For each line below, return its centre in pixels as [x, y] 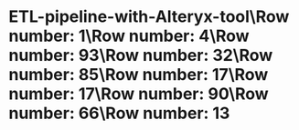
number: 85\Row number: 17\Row [139, 75]
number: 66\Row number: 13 [119, 113]
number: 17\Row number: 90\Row [139, 94]
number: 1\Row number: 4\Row [129, 36]
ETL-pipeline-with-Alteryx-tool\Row [149, 17]
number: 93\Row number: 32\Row [141, 55]
